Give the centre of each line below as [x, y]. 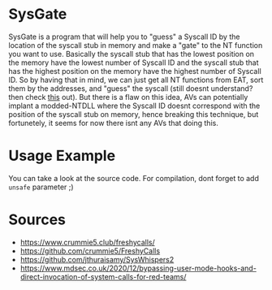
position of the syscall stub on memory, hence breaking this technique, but [134, 114]
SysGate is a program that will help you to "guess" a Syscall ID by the [124, 37]
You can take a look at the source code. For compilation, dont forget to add [134, 178]
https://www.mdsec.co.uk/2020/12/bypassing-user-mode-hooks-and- [138, 268]
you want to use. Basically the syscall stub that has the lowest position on [131, 54]
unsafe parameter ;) [41, 187]
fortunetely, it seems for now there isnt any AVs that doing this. [114, 123]
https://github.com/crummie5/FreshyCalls [90, 251]
